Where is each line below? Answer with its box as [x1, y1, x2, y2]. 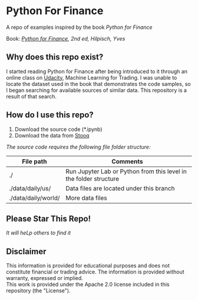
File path [22, 157, 47, 166]
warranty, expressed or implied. [6, 275, 84, 282]
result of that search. [6, 93, 57, 100]
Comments [111, 157, 143, 166]
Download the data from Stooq [14, 131, 90, 139]
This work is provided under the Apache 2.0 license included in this [6, 281, 170, 288]
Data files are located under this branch [65, 184, 175, 192]
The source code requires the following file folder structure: [6, 143, 151, 150]
